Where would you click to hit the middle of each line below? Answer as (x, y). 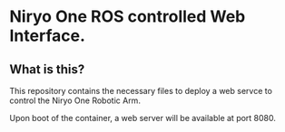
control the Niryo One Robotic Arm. (75, 100)
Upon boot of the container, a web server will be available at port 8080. (143, 118)
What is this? (47, 69)
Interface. (48, 36)
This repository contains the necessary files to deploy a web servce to (141, 91)
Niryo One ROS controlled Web (128, 17)
